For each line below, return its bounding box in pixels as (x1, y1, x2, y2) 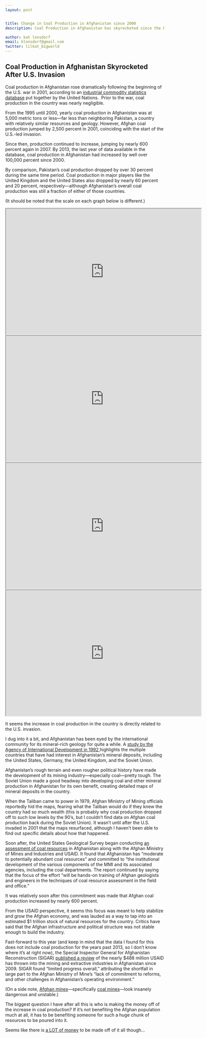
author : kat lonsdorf (5, 35, 51, 40)
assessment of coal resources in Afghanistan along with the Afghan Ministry (5, 845, 164, 851)
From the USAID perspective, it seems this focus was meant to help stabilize (5, 908, 164, 914)
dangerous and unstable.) (5, 991, 59, 997)
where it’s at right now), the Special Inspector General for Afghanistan (5, 949, 150, 955)
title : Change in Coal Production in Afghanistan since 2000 (5, 21, 136, 26)
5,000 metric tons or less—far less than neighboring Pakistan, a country (5, 115, 155, 121)
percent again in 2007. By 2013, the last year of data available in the (5, 146, 146, 152)
